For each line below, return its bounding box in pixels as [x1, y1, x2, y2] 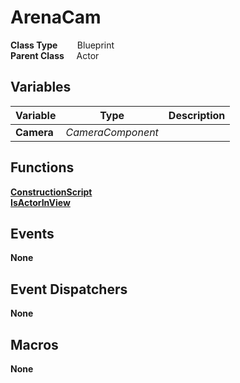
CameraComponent [65, 125, 159, 139]
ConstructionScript [10, 186, 93, 198]
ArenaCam [10, 6, 102, 29]
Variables [10, 79, 72, 96]
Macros [10, 336, 59, 353]
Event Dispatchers [10, 281, 128, 298]
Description [168, 108, 226, 122]
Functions [10, 159, 75, 176]
